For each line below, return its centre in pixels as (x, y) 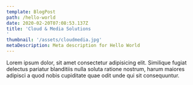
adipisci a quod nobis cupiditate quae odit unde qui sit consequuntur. (93, 75)
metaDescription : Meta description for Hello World (73, 46)
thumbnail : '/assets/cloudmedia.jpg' (54, 40)
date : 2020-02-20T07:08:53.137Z (47, 23)
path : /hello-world (31, 17)
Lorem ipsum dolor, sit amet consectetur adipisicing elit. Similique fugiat (96, 62)
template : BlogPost (31, 12)
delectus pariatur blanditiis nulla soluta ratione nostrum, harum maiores (96, 69)
